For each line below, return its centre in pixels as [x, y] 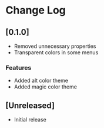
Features [19, 67]
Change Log [36, 10]
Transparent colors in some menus [56, 52]
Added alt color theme [41, 81]
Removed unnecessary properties [55, 46]
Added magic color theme [46, 87]
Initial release [30, 120]
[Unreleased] [30, 105]
